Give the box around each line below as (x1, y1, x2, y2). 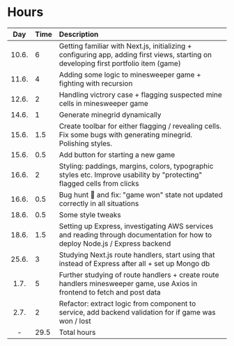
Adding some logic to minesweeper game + (58, 70, 202, 79)
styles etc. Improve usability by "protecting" (58, 170, 203, 180)
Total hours (58, 327, 96, 337)
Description (58, 29, 99, 39)
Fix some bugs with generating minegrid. (58, 129, 193, 139)
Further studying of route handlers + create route (58, 269, 219, 279)
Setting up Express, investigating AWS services (58, 221, 214, 230)
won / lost (58, 316, 92, 326)
